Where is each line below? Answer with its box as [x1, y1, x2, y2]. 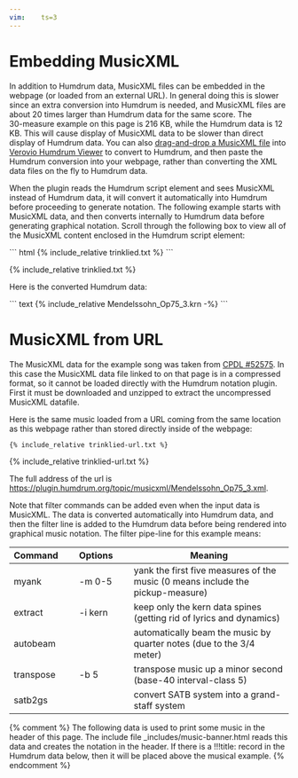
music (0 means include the [133, 576, 250, 588]
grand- [250, 688, 281, 701]
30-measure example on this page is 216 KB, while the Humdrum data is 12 [9, 118, 284, 129]
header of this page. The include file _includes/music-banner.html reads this [9, 732, 288, 743]
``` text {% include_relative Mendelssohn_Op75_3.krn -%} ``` [9, 298, 229, 309]
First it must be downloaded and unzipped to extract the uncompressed [9, 387, 271, 397]
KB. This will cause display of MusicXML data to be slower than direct [9, 128, 264, 138]
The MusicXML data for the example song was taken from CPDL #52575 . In [9, 358, 285, 369]
